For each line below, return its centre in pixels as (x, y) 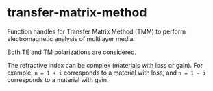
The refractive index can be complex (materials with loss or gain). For (105, 65)
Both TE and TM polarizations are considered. (72, 52)
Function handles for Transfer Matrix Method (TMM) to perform (97, 31)
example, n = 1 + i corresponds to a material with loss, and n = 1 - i (107, 73)
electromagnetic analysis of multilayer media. (71, 38)
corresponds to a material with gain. (58, 79)
